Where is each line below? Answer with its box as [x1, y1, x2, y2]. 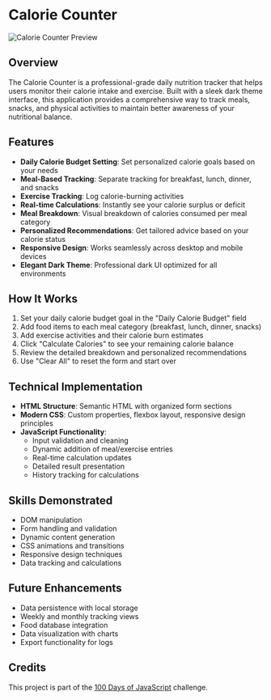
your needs [19, 165, 58, 175]
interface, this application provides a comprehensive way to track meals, [8, 95, 251, 104]
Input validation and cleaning [32, 435, 129, 446]
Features [8, 135, 54, 149]
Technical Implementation [8, 380, 143, 393]
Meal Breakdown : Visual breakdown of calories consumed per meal [19, 208, 248, 218]
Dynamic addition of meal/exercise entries [32, 444, 174, 454]
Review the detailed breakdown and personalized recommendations [19, 348, 247, 358]
